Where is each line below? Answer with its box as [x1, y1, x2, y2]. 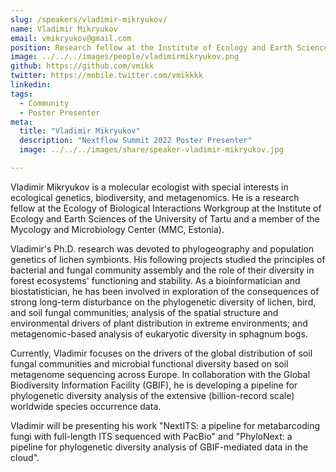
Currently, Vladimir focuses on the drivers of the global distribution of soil [10, 347, 313, 359]
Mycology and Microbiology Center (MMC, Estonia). [10, 223, 225, 235]
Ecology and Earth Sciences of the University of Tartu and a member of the [10, 212, 320, 225]
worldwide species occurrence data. [10, 400, 162, 412]
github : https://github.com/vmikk [10, 61, 155, 71]
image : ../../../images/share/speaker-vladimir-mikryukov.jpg [19, 145, 284, 155]
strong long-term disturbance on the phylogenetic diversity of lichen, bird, [10, 296, 317, 308]
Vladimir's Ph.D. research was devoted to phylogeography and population [10, 242, 315, 255]
